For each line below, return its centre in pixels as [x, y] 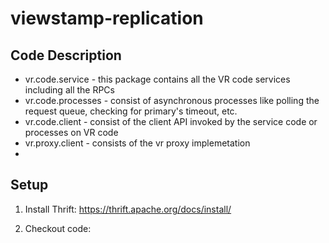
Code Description [66, 55]
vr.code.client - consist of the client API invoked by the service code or [171, 121]
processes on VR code [71, 132]
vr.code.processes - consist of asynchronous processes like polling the [172, 100]
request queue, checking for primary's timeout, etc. [131, 111]
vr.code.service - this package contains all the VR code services [157, 79]
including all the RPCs [69, 90]
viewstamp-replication [107, 18]
